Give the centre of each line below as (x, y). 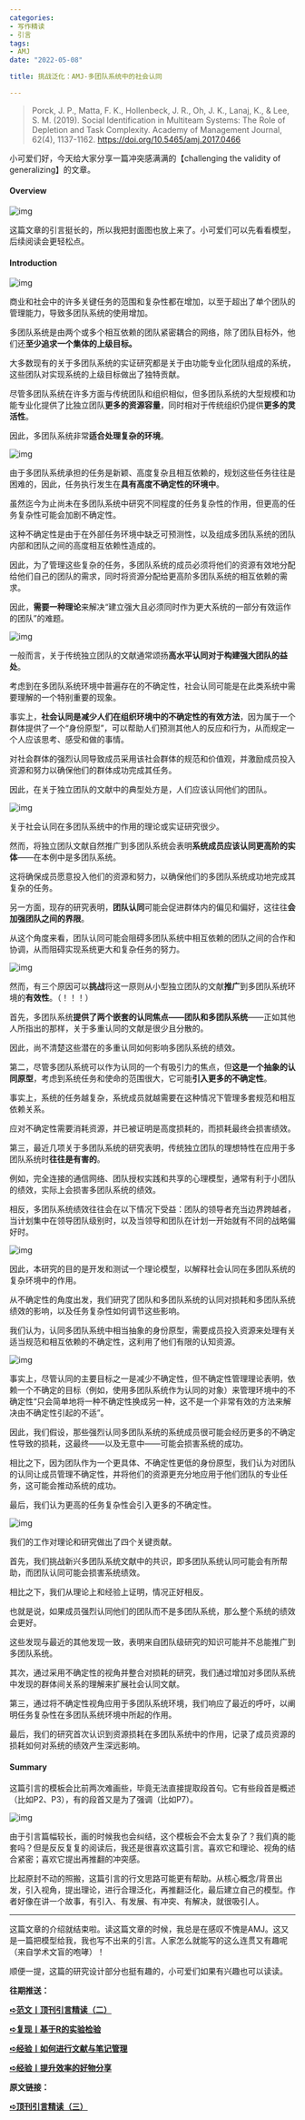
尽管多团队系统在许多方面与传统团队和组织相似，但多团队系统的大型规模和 (148, 394)
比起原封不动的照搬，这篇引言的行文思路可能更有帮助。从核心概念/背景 (142, 1879)
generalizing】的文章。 (53, 169)
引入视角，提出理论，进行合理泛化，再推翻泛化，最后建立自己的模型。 (156, 1890)
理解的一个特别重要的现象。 (69, 698)
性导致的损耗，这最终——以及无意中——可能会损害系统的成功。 (128, 1444)
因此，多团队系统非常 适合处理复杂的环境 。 (89, 436)
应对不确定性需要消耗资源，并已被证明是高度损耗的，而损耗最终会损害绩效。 (152, 1128)
